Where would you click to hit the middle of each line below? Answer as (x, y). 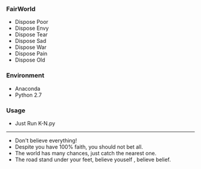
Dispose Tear (31, 35)
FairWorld (21, 9)
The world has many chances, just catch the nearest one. (86, 153)
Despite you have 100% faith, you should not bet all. (79, 147)
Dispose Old (30, 60)
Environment (25, 75)
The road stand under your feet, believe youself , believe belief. (93, 159)
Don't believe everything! (46, 140)
